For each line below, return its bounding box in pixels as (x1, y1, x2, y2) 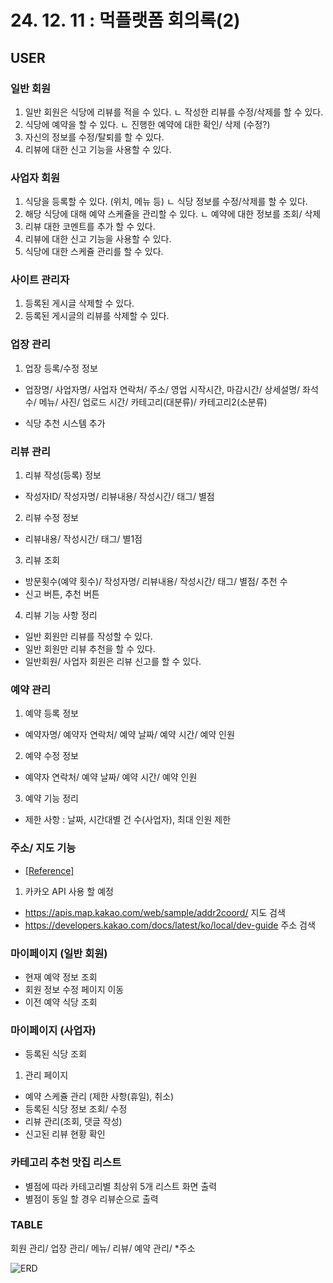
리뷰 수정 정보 (24, 512, 79, 524)
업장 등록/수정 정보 (24, 362, 98, 374)
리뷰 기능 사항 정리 (24, 609, 98, 621)
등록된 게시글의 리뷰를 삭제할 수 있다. (24, 310, 170, 322)
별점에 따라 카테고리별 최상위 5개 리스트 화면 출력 (24, 1180, 218, 1192)
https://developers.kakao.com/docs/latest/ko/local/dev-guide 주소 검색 (24, 919, 316, 931)
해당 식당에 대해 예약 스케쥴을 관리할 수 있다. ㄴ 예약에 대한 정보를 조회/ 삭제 (24, 208, 322, 220)
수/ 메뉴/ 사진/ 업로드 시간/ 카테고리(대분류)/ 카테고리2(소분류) (24, 396, 268, 408)
